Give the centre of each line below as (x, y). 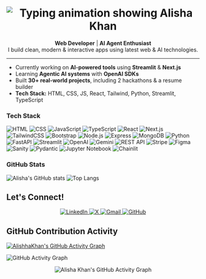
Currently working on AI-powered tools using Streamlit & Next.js (98, 67)
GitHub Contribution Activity (62, 231)
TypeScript (29, 100)
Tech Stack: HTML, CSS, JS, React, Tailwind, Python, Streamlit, (95, 93)
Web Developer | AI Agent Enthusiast (103, 43)
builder (24, 86)
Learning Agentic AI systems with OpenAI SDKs (77, 74)
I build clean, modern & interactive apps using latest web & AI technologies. (103, 50)
